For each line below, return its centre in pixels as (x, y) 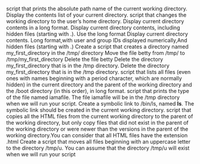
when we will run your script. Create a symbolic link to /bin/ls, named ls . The (100, 103)
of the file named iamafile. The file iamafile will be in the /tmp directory (93, 97)
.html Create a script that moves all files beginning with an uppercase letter (99, 142)
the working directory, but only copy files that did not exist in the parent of (98, 123)
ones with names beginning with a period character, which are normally (94, 78)
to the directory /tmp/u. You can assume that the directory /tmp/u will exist (98, 148)
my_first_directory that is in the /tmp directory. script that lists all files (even (99, 72)
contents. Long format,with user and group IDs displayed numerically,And (97, 40)
